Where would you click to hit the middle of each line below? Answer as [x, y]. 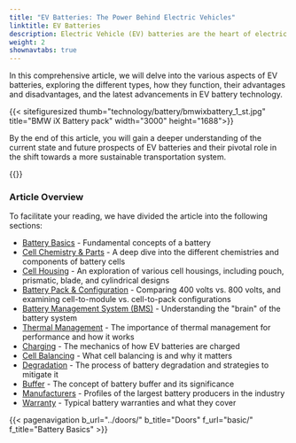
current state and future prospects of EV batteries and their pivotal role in [143, 148]
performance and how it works [78, 337]
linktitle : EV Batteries [55, 26]
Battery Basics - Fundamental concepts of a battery [116, 243]
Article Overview [47, 198]
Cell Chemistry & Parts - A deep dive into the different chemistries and [150, 253]
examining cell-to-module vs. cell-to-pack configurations [127, 299]
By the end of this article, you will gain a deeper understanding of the [136, 138]
